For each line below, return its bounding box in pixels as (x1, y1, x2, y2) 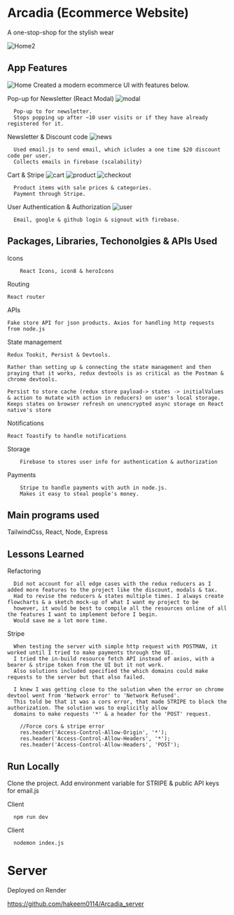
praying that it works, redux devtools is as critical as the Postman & (7, 370, 224, 377)
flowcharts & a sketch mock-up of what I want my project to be (7, 599, 199, 606)
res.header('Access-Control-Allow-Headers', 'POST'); (20, 742, 180, 749)
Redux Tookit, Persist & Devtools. (7, 351, 111, 359)
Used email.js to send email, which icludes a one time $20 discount (13, 146, 221, 153)
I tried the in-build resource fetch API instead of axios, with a (13, 655, 215, 662)
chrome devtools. (7, 375, 58, 383)
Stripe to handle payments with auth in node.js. (20, 484, 168, 491)
